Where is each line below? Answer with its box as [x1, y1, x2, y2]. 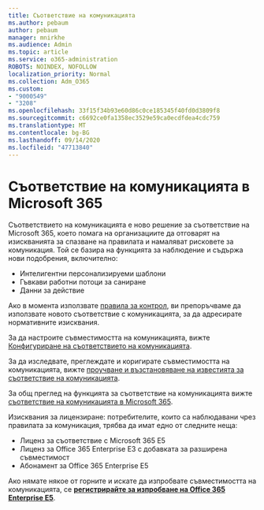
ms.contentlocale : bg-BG [8, 128, 90, 136]
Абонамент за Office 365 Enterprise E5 [19, 461, 149, 471]
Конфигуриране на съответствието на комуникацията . [8, 341, 192, 351]
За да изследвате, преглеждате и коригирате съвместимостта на [8, 356, 230, 367]
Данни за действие [19, 285, 85, 296]
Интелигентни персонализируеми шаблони [19, 269, 166, 278]
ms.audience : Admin [8, 41, 73, 49]
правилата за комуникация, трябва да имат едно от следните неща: [8, 421, 238, 430]
